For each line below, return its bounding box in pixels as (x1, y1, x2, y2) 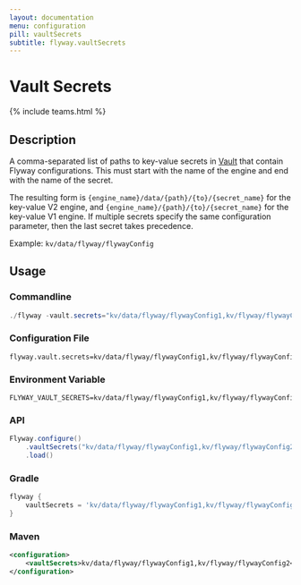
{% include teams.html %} (9, 106, 107, 117)
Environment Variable (9, 373, 106, 386)
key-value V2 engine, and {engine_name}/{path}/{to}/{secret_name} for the (9, 202, 289, 212)
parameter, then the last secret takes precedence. (9, 221, 194, 231)
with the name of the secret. (9, 175, 114, 185)
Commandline (9, 291, 72, 303)
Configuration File (9, 332, 90, 344)
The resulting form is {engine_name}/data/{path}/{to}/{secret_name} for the (9, 192, 291, 202)
